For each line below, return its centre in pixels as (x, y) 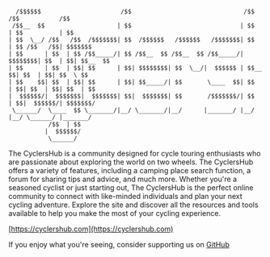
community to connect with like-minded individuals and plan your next (125, 196)
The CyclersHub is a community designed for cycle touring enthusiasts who (135, 153)
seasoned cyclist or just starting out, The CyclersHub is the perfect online (131, 188)
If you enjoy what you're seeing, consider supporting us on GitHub (119, 245)
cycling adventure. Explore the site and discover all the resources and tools (133, 205)
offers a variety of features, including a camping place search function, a (130, 170)
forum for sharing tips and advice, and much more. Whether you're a (122, 179)
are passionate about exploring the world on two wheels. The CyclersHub (131, 162)
